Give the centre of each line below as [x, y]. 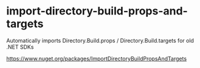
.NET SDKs [20, 47]
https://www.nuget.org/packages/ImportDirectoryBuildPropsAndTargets [97, 58]
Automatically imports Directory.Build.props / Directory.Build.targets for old [100, 40]
